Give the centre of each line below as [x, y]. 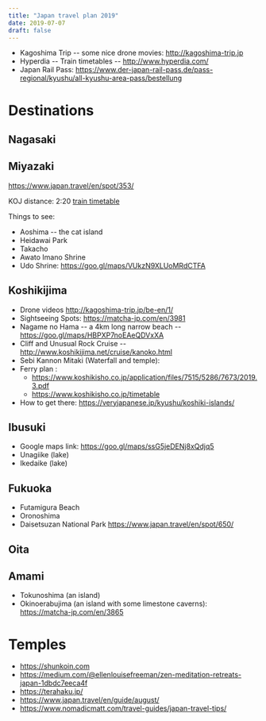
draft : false [30, 30]
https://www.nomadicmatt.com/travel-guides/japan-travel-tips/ [123, 708]
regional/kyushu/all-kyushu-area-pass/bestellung [101, 78]
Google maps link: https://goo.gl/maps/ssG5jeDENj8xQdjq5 [117, 446]
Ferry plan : [39, 368]
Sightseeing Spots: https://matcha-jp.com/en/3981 [102, 318]
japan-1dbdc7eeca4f [54, 683]
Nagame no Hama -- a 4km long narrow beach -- [100, 326]
